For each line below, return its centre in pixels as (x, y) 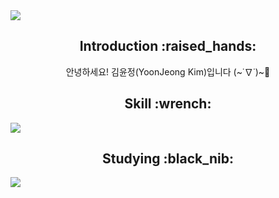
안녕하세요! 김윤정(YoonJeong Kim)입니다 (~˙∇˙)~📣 (168, 71)
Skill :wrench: (168, 104)
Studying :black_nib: (167, 159)
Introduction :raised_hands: (168, 46)
